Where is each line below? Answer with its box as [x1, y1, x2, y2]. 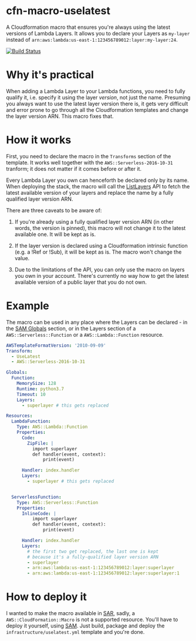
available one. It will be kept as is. [14, 231, 96, 238]
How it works [6, 134, 72, 147]
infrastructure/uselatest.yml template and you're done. [6, 629, 145, 636]
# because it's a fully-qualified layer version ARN [27, 554, 159, 560]
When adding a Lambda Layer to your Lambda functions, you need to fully [6, 87, 186, 95]
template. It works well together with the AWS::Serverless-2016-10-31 [6, 159, 173, 166]
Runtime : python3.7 [16, 386, 65, 392]
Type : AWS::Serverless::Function [16, 499, 99, 506]
